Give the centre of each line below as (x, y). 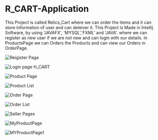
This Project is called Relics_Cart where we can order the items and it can (78, 22)
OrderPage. (16, 48)
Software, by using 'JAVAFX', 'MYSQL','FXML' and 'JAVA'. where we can (76, 32)
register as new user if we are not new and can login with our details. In (76, 38)
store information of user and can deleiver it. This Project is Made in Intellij (79, 27)
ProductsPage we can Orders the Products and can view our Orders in (75, 43)
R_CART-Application (47, 9)
